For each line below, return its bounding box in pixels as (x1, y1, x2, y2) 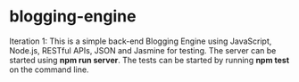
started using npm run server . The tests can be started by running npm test (9, 54, 290, 65)
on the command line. (9, 64, 89, 75)
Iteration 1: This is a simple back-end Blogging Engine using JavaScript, (9, 36, 272, 46)
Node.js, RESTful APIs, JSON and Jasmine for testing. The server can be (9, 45, 277, 55)
